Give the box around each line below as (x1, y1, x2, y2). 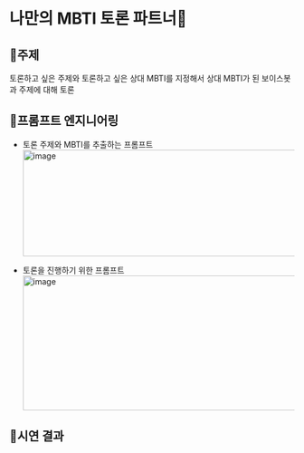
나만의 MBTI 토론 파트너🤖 (9, 8, 187, 29)
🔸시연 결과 (9, 429, 65, 444)
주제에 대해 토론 (18, 84, 75, 95)
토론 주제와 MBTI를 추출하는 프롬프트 (22, 139, 154, 149)
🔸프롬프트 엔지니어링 (9, 113, 119, 129)
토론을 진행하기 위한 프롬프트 (22, 265, 125, 275)
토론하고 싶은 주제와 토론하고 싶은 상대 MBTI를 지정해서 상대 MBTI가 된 (9, 73, 260, 83)
